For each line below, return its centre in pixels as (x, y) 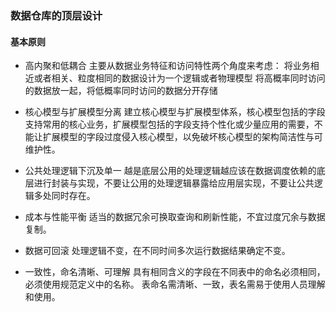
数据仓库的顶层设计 (56, 15)
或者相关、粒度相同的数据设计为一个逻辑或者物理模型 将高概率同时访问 (179, 78)
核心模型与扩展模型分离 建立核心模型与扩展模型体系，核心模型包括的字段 (175, 112)
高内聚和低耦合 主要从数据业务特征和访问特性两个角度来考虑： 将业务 (167, 66)
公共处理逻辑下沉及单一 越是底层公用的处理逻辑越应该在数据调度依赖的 (170, 171)
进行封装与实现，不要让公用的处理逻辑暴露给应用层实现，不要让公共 (174, 183)
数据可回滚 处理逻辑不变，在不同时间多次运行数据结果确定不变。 (157, 251)
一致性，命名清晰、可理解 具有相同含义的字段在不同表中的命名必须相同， (175, 272)
